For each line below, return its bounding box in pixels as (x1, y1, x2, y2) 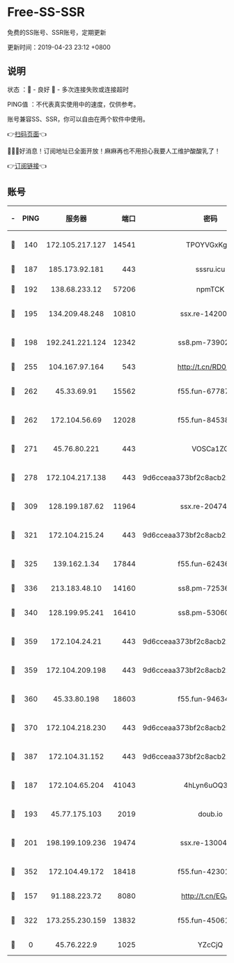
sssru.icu (195, 264, 226, 274)
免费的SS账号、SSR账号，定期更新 (7, 28, 107, 36)
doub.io (198, 809, 223, 819)
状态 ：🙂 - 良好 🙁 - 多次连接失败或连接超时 (7, 85, 129, 93)
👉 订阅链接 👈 (7, 161, 47, 169)
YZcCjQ (197, 939, 224, 949)
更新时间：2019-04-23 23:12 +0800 (7, 43, 111, 51)
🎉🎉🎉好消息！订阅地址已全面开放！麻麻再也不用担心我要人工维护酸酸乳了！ (7, 146, 221, 155)
